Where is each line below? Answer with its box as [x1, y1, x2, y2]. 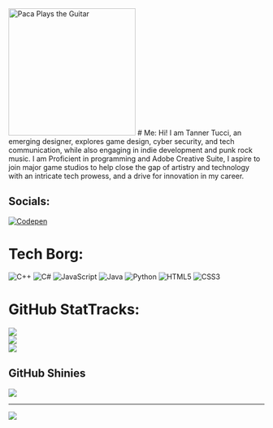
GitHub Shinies [8, 366, 86, 381]
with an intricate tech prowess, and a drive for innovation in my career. [8, 171, 245, 181]
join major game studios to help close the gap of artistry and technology [8, 163, 250, 172]
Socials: [8, 194, 50, 208]
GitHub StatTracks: [8, 300, 140, 318]
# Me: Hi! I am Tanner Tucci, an [136, 128, 242, 138]
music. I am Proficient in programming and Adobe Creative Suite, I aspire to [8, 154, 261, 164]
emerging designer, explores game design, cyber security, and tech [8, 137, 235, 146]
